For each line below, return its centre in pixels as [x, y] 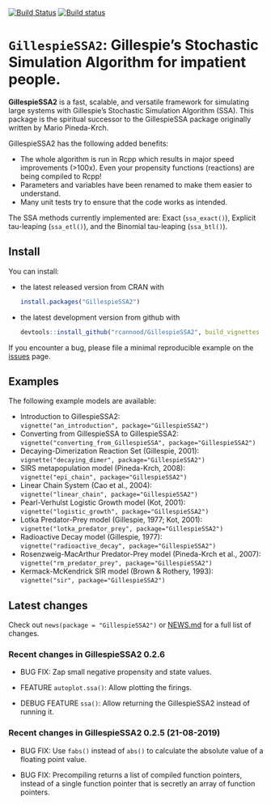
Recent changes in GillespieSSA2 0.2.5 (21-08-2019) [114, 733]
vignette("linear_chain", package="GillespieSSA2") [109, 495]
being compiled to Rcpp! [61, 176]
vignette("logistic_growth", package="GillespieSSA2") [114, 512]
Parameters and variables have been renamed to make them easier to [136, 184]
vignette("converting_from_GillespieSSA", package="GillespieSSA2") [138, 443]
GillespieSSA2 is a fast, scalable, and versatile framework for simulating [129, 102]
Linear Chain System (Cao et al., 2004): [86, 485]
